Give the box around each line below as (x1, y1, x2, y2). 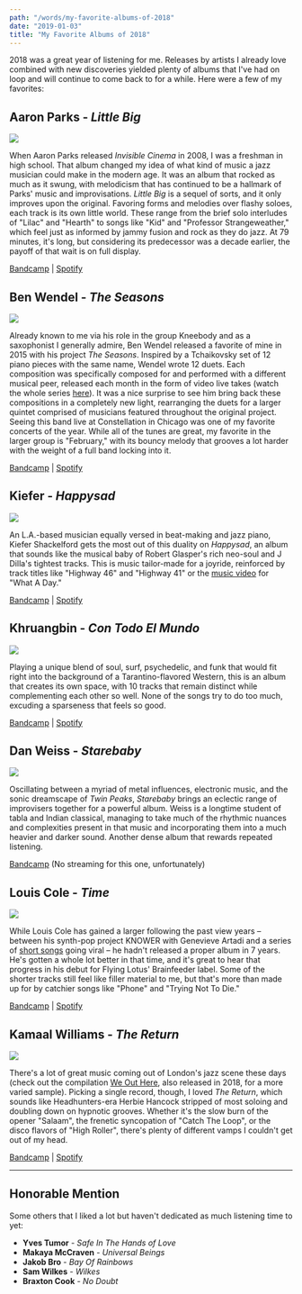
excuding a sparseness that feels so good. (9, 700, 166, 710)
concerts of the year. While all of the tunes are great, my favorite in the (9, 426, 271, 437)
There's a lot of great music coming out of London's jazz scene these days (9, 1068, 287, 1079)
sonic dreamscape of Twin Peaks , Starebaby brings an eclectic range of (9, 793, 278, 804)
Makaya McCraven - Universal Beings (22, 1246, 165, 1257)
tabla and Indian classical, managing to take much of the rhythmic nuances (9, 812, 288, 824)
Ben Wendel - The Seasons (9, 289, 164, 304)
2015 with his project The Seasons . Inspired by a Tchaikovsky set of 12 (9, 349, 271, 360)
